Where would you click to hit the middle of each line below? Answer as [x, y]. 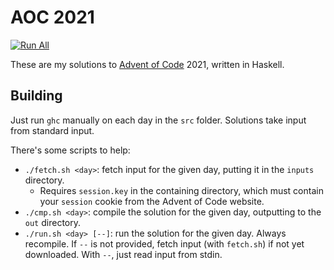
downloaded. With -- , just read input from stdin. [123, 254]
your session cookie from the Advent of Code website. [152, 201]
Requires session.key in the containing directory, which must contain [181, 190]
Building [36, 96]
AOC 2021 [52, 17]
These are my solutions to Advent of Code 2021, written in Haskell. [147, 64]
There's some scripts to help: [70, 150]
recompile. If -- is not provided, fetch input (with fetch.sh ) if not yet [164, 243]
